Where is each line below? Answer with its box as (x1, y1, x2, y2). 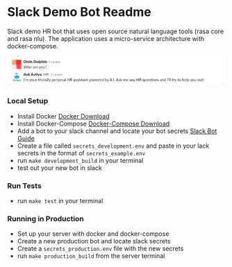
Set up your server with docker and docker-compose (17, 230, 169, 238)
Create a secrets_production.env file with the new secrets (17, 244, 184, 253)
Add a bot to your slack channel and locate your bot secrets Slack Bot (17, 126, 217, 135)
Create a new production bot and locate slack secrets (17, 237, 171, 246)
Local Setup (7, 96, 49, 106)
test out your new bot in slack (17, 164, 102, 172)
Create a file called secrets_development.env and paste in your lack (17, 141, 210, 150)
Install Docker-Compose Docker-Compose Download (17, 119, 170, 128)
